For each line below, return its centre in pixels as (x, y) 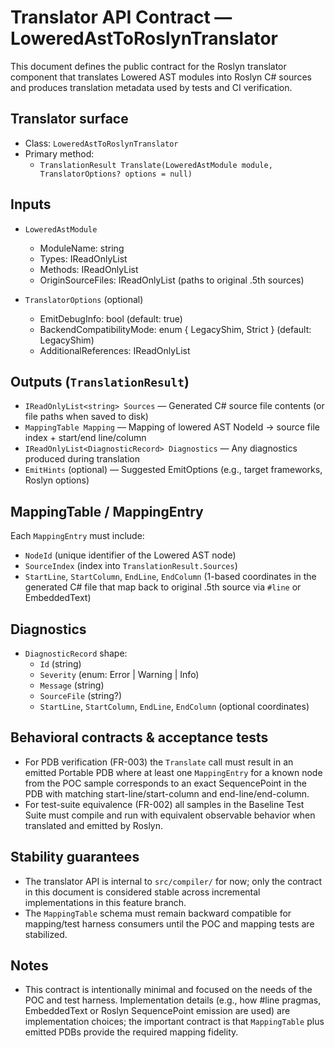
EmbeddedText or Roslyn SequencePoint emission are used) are (157, 1011)
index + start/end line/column (85, 438)
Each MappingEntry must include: (77, 536)
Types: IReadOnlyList (83, 258)
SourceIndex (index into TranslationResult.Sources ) (131, 566)
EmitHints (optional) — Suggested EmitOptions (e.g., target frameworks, (173, 470)
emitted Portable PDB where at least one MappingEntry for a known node (173, 772)
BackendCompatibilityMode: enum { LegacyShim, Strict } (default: (175, 329)
